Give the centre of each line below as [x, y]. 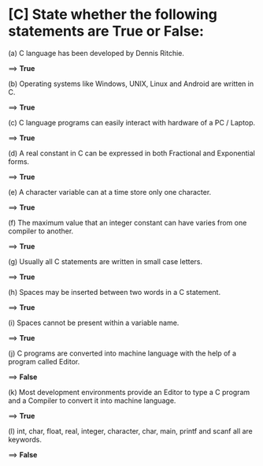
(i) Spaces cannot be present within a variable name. [94, 322]
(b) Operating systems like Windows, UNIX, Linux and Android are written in [131, 84]
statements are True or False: [106, 31]
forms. [19, 161]
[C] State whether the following [113, 15]
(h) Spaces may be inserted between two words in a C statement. [115, 292]
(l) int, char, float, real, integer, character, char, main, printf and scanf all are [131, 431]
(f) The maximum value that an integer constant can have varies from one [128, 222]
